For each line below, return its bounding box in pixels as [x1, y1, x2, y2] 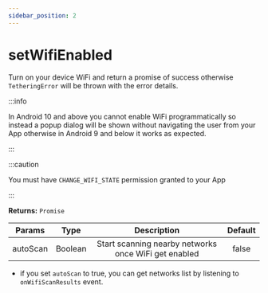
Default [227, 225, 256, 236]
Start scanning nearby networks [97, 238, 218, 249]
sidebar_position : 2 [8, 11, 77, 20]
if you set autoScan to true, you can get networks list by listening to [19, 268, 239, 278]
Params [15, 225, 45, 236]
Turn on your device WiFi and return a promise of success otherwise [8, 72, 234, 82]
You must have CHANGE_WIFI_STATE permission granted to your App [8, 174, 226, 184]
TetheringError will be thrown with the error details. [8, 80, 179, 90]
